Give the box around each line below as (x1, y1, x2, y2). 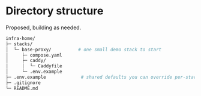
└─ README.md (5, 85, 38, 91)
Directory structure (5, 4, 104, 18)
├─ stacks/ (5, 41, 33, 47)
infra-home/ (5, 35, 35, 41)
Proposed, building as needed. (5, 24, 82, 31)
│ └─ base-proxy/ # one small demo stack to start (5, 47, 162, 52)
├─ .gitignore (5, 79, 41, 86)
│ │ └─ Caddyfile (5, 63, 62, 69)
